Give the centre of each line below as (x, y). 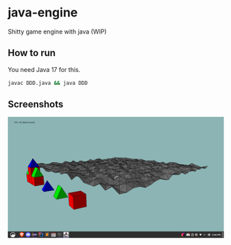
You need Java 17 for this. (44, 69)
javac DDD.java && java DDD (48, 83)
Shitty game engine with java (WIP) (57, 31)
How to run (32, 53)
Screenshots (36, 104)
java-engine (43, 13)
